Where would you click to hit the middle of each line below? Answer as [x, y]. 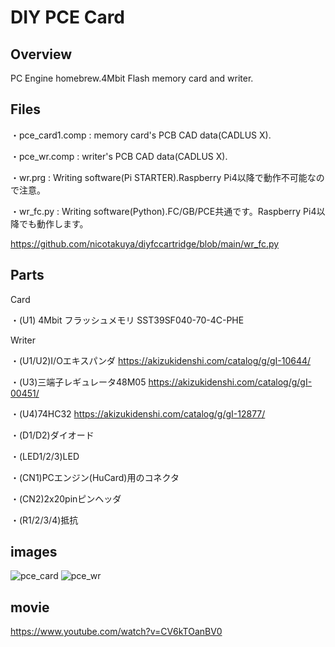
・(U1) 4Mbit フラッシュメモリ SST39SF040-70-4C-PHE [127, 320]
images [34, 552]
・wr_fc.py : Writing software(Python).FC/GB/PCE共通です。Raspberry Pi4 [163, 211]
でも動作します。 [53, 223]
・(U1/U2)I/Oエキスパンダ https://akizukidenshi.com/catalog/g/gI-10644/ [161, 360]
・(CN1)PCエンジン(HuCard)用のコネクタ [95, 477]
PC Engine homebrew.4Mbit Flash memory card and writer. [132, 78]
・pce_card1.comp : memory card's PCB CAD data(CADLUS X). [141, 135]
